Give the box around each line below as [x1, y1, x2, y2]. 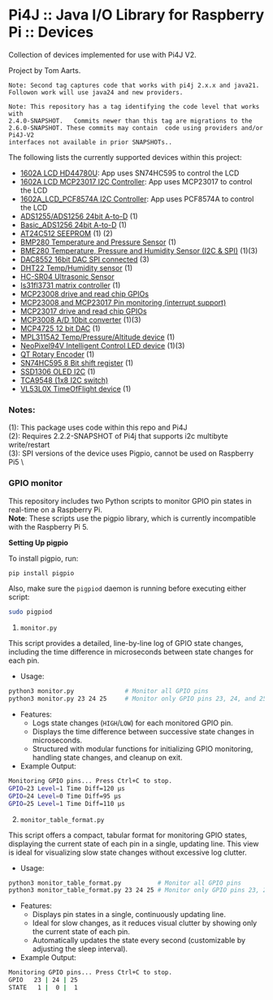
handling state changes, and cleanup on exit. [32, 753, 183, 763]
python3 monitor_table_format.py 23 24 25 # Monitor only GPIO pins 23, [8, 886, 260, 894]
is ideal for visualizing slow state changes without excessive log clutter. [8, 847, 247, 857]
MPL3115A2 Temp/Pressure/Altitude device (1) [19, 331, 175, 342]
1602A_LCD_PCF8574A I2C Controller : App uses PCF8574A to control [19, 193, 254, 204]
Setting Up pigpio [8, 538, 69, 548]
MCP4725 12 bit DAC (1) [19, 323, 101, 333]
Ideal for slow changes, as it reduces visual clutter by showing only [32, 918, 258, 928]
